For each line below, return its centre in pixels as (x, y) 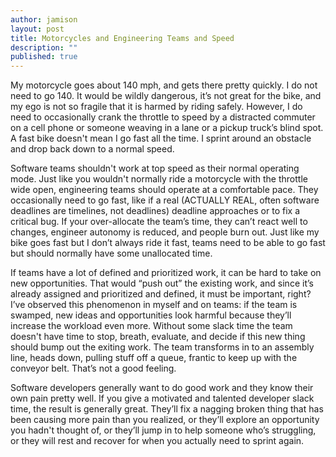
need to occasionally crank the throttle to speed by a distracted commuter (163, 117)
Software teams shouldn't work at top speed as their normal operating (155, 168)
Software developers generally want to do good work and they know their (162, 388)
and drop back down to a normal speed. (92, 149)
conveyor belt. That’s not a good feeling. (93, 368)
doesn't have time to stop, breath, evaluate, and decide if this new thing (158, 337)
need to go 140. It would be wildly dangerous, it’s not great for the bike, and (166, 96)
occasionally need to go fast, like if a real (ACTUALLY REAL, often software (165, 200)
